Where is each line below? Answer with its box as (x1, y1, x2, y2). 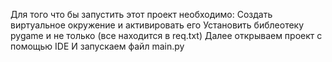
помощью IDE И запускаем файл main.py (10, 40, 185, 52)
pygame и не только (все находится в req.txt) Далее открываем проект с (10, 30, 323, 41)
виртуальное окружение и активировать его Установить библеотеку (10, 19, 305, 31)
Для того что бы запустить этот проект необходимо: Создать (10, 9, 273, 20)
